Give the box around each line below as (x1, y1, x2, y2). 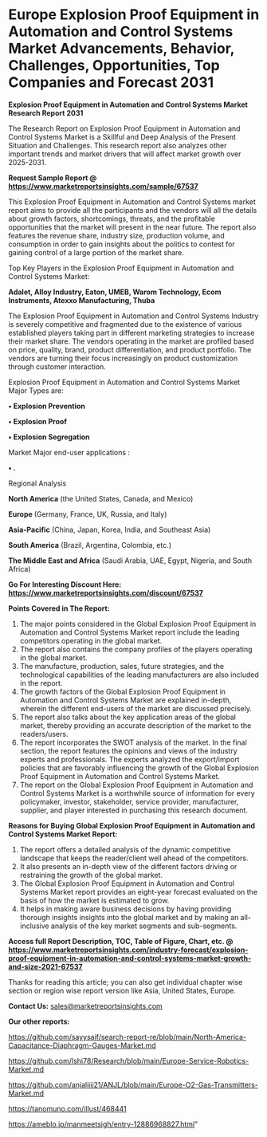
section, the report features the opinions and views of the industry (19, 746, 238, 755)
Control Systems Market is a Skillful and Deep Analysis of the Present (8, 132, 237, 141)
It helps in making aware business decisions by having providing (19, 903, 232, 914)
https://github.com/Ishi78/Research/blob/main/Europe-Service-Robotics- (8, 1056, 249, 1065)
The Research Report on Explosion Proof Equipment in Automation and (8, 124, 241, 133)
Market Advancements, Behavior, (8, 40, 235, 57)
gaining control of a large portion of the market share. (8, 247, 185, 257)
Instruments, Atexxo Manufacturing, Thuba (8, 295, 155, 305)
